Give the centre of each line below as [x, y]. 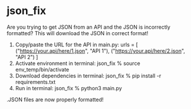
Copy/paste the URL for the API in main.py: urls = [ [76, 45]
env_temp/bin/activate [42, 69]
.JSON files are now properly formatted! [55, 99]
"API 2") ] [27, 57]
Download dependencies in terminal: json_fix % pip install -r [88, 76]
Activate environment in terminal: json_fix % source [78, 63]
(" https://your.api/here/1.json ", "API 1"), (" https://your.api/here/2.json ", [100, 50]
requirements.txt [35, 82]
